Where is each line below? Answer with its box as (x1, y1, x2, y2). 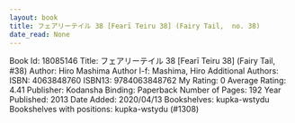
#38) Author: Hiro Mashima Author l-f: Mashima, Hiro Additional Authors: (9, 66, 279, 76)
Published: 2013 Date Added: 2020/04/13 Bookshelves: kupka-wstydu (9, 94, 270, 105)
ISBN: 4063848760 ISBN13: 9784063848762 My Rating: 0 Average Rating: (9, 75, 286, 86)
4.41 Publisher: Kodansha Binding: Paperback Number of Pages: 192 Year (9, 84, 282, 95)
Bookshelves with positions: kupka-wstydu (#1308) (9, 104, 200, 115)
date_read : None (9, 30, 70, 39)
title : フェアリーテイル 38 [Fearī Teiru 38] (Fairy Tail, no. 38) (9, 22, 261, 31)
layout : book (9, 13, 58, 22)
